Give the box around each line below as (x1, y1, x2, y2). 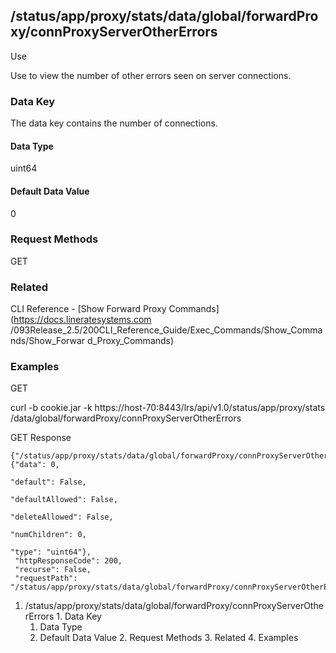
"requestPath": (14, 574, 78, 584)
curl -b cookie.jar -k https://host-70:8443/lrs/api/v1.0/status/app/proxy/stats (10, 402, 326, 414)
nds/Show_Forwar (10, 335, 86, 347)
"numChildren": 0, (10, 530, 87, 540)
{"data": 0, (10, 460, 60, 470)
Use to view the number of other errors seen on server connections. (10, 69, 292, 81)
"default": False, (10, 477, 87, 488)
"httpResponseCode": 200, (14, 556, 123, 566)
